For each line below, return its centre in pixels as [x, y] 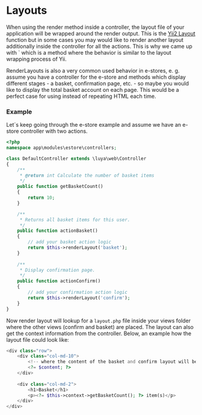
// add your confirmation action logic [78, 292]
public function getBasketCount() [60, 187]
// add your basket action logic [70, 242]
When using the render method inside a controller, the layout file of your [95, 27]
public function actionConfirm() [59, 281]
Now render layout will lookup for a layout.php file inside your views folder [99, 320]
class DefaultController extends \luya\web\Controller [76, 159]
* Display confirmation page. [57, 270]
